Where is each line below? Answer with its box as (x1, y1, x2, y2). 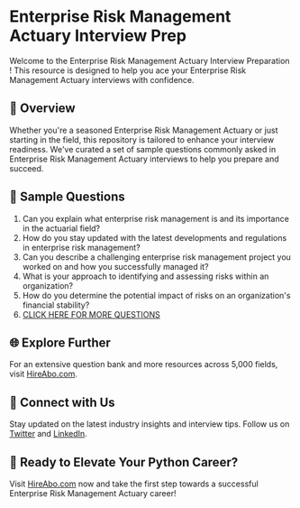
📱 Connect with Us (9, 394, 115, 410)
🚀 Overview (9, 101, 76, 116)
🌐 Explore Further (9, 335, 111, 350)
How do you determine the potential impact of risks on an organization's (22, 290, 291, 300)
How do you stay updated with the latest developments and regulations (22, 232, 287, 243)
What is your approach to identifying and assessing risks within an (22, 271, 269, 282)
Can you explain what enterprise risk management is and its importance (22, 213, 290, 224)
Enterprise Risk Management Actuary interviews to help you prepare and (9, 153, 279, 164)
